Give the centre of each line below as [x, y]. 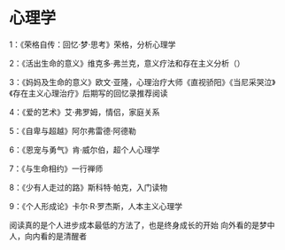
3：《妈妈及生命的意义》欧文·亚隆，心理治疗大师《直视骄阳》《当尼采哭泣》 [142, 82]
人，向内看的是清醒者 [48, 236]
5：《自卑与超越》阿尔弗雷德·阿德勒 [73, 130]
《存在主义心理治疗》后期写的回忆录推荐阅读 [89, 93]
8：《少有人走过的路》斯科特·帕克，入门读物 [89, 187]
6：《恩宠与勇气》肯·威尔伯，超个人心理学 [85, 149]
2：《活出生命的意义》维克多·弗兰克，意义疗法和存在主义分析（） [127, 63]
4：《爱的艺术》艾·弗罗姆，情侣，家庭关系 [85, 112]
